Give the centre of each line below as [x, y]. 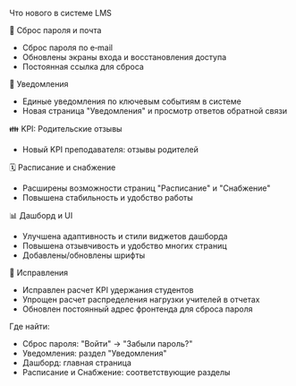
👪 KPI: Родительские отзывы [66, 129]
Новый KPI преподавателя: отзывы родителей [110, 150]
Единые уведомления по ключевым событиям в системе [131, 101]
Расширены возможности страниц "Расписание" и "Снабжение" [146, 188]
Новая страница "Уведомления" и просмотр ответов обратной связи [155, 111]
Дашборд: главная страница [77, 363]
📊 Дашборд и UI [41, 215]
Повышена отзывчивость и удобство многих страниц [124, 246]
